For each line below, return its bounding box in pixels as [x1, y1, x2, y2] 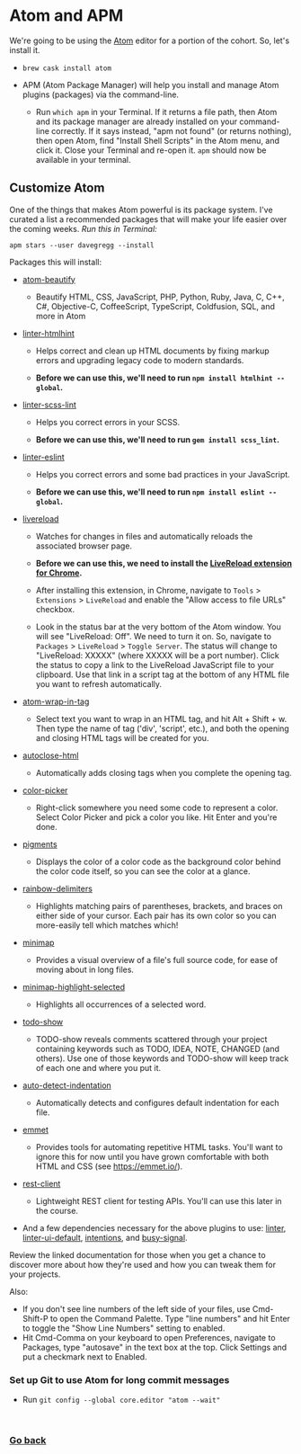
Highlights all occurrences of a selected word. [35, 999, 207, 1010]
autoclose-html [22, 750, 79, 761]
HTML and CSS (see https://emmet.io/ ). [35, 1161, 183, 1172]
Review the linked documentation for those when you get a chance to [9, 1249, 267, 1260]
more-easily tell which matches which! [35, 919, 179, 931]
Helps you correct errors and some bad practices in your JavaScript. [35, 468, 290, 479]
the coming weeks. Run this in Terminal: [9, 223, 157, 234]
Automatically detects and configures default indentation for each [35, 1097, 280, 1108]
